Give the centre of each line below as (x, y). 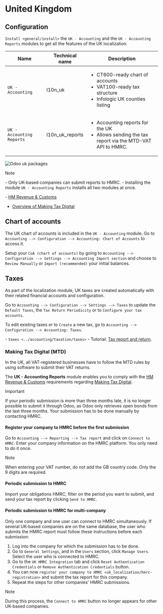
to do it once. (18, 448)
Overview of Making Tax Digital (43, 206)
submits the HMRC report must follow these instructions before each (74, 532)
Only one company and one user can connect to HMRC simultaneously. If (78, 521)
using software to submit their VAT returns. (48, 367)
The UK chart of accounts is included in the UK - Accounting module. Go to (80, 233)
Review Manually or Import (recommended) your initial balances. (67, 263)
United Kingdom (38, 9)
